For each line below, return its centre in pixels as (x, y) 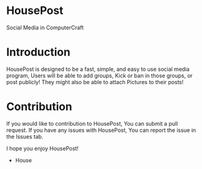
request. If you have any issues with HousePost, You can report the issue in (101, 130)
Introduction (38, 52)
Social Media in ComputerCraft (45, 27)
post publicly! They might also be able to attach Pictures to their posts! (95, 82)
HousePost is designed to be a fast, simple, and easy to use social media (98, 69)
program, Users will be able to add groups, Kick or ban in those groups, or (99, 75)
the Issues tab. (25, 136)
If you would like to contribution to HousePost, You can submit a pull (92, 123)
